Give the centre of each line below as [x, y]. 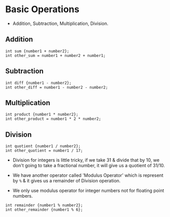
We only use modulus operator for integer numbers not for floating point [88, 191]
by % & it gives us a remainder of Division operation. [66, 181]
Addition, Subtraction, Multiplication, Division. [60, 23]
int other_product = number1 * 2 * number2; [53, 119]
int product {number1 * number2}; [42, 115]
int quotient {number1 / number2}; [43, 146]
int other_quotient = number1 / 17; [44, 151]
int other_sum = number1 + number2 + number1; [55, 55]
